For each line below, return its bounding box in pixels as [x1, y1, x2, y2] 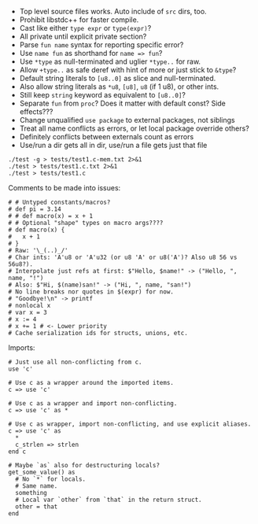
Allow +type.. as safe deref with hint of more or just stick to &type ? [19, 65, 237, 74]
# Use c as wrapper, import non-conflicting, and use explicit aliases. [8, 420, 252, 428]
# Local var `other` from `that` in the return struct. [15, 496, 202, 504]
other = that [15, 503, 58, 511]
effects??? [19, 107, 53, 116]
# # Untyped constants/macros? [8, 198, 111, 206]
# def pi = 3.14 [8, 205, 61, 213]
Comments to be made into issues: [8, 183, 121, 192]
